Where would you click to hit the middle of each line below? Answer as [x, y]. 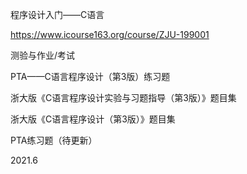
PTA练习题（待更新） [54, 140]
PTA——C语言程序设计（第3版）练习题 [90, 76]
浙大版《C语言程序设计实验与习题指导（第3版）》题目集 [123, 97]
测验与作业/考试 [43, 55]
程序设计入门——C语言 [57, 14]
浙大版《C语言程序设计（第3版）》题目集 [93, 119]
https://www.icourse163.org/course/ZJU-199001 [110, 34]
